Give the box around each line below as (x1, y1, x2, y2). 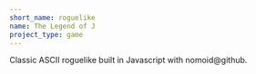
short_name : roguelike (9, 13, 96, 23)
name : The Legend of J (9, 22, 96, 31)
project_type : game (9, 30, 84, 39)
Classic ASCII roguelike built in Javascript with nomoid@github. (9, 55, 248, 66)
